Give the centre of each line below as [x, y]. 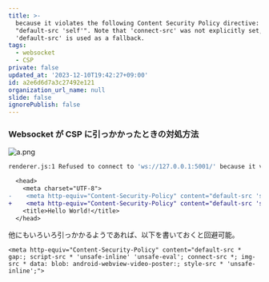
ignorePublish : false [44, 105]
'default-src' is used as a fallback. [80, 38]
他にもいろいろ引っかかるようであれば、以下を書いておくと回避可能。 [124, 234]
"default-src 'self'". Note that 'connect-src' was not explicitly [130, 30]
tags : [17, 46]
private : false [34, 68]
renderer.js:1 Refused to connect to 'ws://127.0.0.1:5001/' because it [132, 167]
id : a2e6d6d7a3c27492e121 [51, 82]
